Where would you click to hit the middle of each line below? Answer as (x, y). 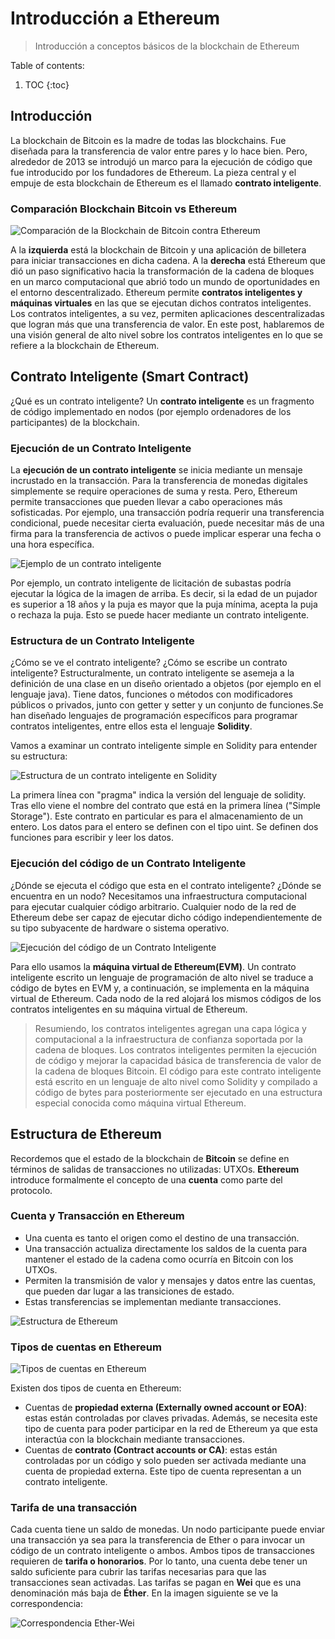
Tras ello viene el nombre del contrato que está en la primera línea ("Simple (166, 806)
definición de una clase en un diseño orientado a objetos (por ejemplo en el (166, 684)
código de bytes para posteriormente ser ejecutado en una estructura (178, 1092)
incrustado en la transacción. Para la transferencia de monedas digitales (159, 481)
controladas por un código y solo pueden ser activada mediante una (165, 1461)
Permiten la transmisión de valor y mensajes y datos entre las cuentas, (170, 1280)
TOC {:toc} (47, 84)
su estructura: (39, 756)
